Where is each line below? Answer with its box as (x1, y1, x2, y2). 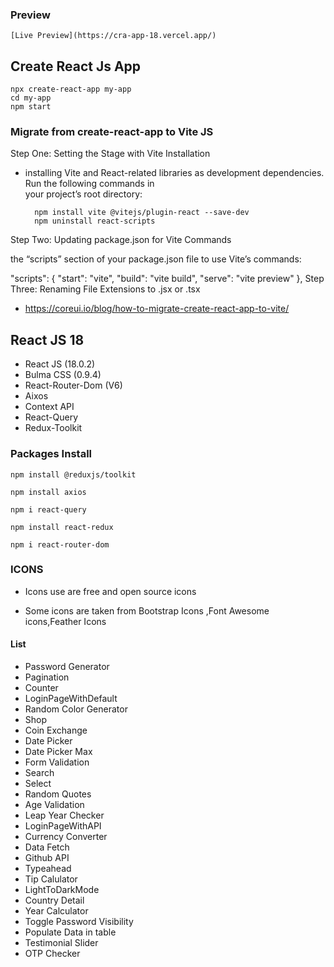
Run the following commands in (24, 178, 155, 190)
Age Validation (24, 799, 85, 811)
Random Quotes (24, 788, 92, 800)
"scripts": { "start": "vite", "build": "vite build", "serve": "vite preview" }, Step (10, 273, 325, 285)
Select (24, 778, 52, 790)
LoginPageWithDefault (24, 693, 118, 705)
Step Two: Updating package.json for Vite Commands (10, 234, 232, 246)
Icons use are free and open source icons (24, 585, 197, 597)
